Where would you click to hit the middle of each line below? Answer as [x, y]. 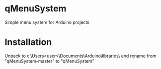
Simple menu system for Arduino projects [47, 22]
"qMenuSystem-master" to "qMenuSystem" [50, 61]
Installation [28, 42]
